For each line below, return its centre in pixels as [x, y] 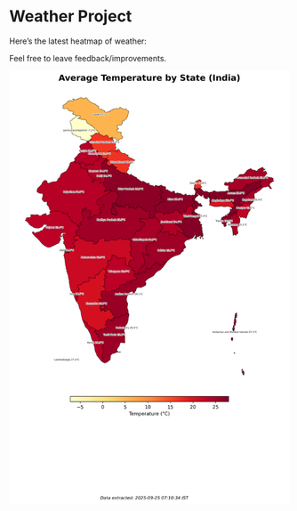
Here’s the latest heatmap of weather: [78, 41]
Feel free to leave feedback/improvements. [88, 58]
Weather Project [71, 16]
